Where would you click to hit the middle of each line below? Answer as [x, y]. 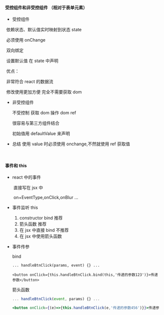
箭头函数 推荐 [33, 224]
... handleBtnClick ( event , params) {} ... [56, 299]
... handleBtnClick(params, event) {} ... [56, 266]
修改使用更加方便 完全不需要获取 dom [44, 92]
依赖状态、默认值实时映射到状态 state [44, 30]
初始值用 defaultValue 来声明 [41, 134]
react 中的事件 [27, 177]
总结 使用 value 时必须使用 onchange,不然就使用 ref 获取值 [71, 144]
